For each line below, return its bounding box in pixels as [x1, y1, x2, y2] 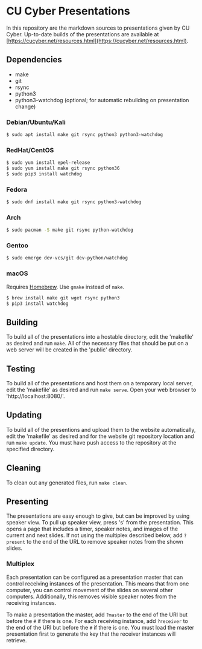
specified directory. [6, 445, 55, 452]
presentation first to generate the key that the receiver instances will [6, 630, 176, 638]
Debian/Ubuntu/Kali [6, 118, 66, 126]
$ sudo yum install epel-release [6, 160, 90, 166]
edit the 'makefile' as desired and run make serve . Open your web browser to [6, 386, 197, 394]
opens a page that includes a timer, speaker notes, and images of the [6, 525, 178, 533]
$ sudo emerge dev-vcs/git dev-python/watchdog [6, 255, 128, 261]
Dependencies [6, 54, 62, 65]
